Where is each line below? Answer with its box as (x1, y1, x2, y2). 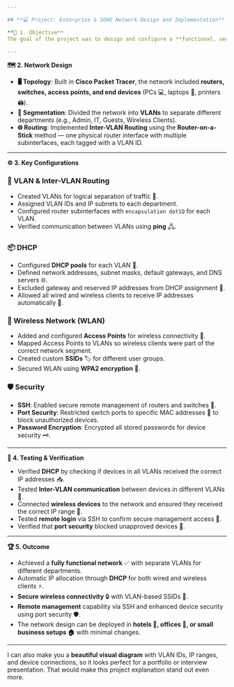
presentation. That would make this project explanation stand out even (7, 665, 210, 674)
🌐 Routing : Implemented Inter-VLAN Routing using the (17, 123, 176, 132)
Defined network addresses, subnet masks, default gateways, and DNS (17, 268, 223, 276)
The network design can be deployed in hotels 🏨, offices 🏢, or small (17, 620, 214, 628)
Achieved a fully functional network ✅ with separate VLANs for (17, 559, 202, 567)
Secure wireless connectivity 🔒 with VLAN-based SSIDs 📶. (17, 592, 189, 601)
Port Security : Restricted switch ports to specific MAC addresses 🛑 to (17, 408, 219, 416)
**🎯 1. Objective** (7, 29, 64, 36)
